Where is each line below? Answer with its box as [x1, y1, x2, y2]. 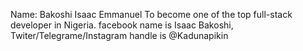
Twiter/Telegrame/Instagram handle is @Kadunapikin [10, 30, 229, 41]
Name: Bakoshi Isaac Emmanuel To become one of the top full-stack [10, 9, 293, 20]
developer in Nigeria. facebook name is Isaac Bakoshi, [10, 19, 234, 31]
